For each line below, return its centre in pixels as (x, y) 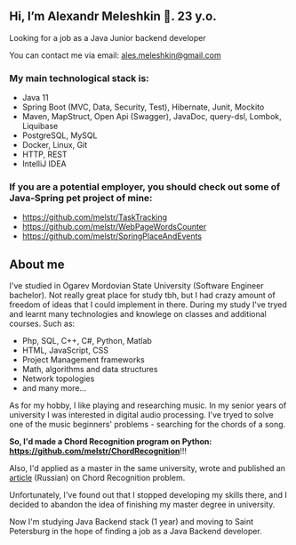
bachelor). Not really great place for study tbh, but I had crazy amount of (142, 296)
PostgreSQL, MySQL (60, 135)
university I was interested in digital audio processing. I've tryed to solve (141, 415)
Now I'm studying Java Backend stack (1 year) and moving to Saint (132, 522)
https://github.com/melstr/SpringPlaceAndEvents (112, 236)
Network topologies (58, 378)
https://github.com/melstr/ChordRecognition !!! (98, 451)
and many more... (54, 388)
